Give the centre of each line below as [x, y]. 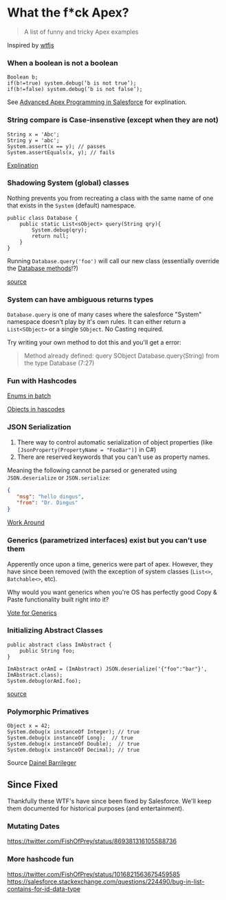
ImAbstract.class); [35, 675]
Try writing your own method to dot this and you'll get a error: [94, 342]
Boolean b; [23, 77]
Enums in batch [29, 396]
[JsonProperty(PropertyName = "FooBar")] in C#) [87, 449]
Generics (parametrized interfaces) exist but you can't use [107, 540]
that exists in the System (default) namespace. [71, 205]
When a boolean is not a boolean [63, 63]
